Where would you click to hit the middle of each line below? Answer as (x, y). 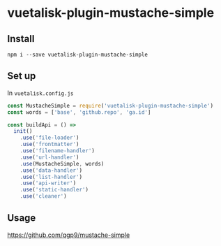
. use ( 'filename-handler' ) (58, 151)
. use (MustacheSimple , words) (62, 164)
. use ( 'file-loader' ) (49, 138)
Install (21, 39)
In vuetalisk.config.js (40, 93)
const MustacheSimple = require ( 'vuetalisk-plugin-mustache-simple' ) (110, 106)
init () (23, 131)
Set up (22, 76)
